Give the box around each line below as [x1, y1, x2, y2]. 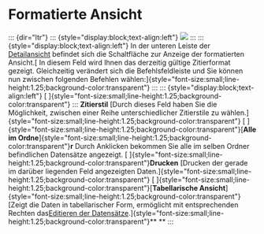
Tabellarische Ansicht [152, 183, 226, 192]
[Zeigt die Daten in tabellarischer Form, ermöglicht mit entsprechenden [8, 199, 239, 210]
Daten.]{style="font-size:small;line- [136, 166, 252, 176]
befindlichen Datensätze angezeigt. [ [8, 150, 128, 159]
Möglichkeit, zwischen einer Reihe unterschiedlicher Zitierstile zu [8, 108, 219, 117]
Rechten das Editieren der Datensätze [8, 208, 129, 217]
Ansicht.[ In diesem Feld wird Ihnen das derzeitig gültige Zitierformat [8, 58, 231, 67]
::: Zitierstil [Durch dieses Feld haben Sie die [72, 99, 218, 109]
